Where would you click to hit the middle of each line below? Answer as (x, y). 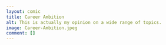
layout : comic (24, 11)
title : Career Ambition (35, 17)
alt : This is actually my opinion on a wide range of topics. (84, 22)
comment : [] (21, 33)
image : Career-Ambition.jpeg (42, 28)
